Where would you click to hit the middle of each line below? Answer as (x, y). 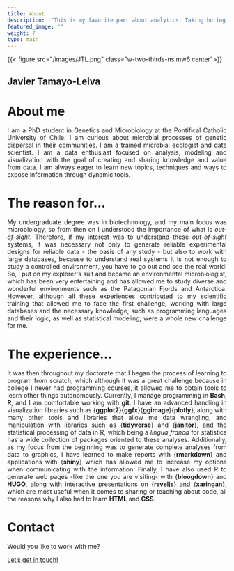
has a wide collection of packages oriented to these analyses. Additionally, (117, 440)
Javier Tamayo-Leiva (54, 81)
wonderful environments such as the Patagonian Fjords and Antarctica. (117, 289)
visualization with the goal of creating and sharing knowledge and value (117, 160)
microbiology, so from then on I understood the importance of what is (110, 230)
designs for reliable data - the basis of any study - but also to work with (117, 252)
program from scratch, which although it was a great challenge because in (117, 381)
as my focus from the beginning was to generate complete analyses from (117, 447)
